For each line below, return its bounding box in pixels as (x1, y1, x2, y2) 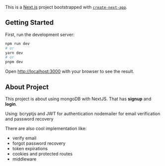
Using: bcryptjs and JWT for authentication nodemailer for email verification (5, 111, 161, 117)
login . (5, 101, 17, 107)
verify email (12, 135, 37, 141)
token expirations (12, 146, 48, 151)
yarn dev (5, 50, 23, 55)
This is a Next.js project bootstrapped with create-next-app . (5, 4, 128, 10)
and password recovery (5, 116, 54, 122)
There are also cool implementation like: (5, 125, 87, 131)
